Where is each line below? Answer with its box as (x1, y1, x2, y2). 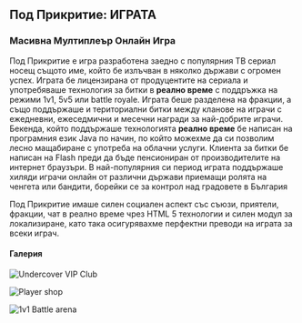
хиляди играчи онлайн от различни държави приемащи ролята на (9, 171, 267, 182)
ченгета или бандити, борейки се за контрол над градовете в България (9, 181, 288, 192)
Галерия (9, 248, 43, 259)
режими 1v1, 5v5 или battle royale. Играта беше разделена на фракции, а (9, 94, 292, 105)
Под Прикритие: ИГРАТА (9, 7, 157, 23)
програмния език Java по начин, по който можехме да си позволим (9, 132, 275, 144)
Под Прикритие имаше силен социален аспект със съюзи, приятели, (9, 198, 279, 209)
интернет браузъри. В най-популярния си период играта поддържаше (9, 161, 284, 172)
